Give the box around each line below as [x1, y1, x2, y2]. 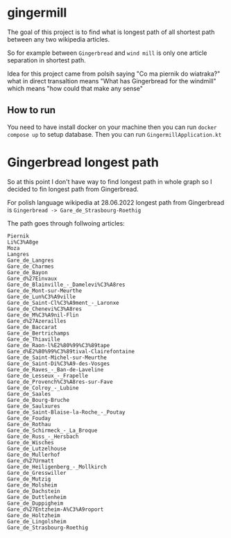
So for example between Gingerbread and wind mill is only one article [7, 49, 207, 57]
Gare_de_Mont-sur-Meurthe [7, 287, 82, 294]
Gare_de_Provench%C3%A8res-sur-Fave [7, 378, 113, 385]
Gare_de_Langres [7, 257, 54, 264]
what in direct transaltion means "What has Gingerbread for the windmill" [7, 76, 216, 85]
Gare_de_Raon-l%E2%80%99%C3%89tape [7, 342, 110, 348]
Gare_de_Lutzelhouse [7, 445, 67, 452]
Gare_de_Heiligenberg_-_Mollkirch [7, 463, 108, 470]
